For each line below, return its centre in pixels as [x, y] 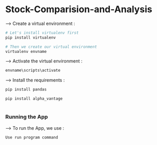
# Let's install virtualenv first [42, 33]
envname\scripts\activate [33, 70]
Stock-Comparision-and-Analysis [79, 9]
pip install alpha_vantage [34, 99]
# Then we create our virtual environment [51, 47]
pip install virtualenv [31, 37]
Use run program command [32, 137]
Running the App [27, 117]
